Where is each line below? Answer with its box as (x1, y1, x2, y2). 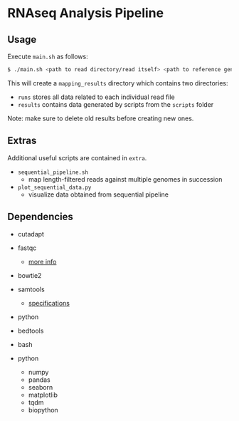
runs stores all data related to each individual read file (17, 93, 176, 101)
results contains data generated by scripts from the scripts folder (17, 100, 214, 108)
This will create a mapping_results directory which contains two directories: (7, 78, 228, 87)
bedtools (17, 326, 44, 335)
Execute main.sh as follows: (7, 52, 88, 61)
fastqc (17, 244, 37, 252)
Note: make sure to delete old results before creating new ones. (7, 114, 194, 123)
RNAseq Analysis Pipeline (7, 5, 164, 21)
